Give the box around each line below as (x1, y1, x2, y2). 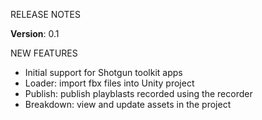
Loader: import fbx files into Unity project (24, 77, 195, 89)
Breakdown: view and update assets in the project (24, 99, 232, 110)
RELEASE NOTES (10, 9, 82, 20)
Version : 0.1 (10, 28, 60, 39)
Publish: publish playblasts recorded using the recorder (24, 88, 253, 99)
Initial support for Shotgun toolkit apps (24, 67, 183, 78)
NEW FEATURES (10, 47, 78, 59)
